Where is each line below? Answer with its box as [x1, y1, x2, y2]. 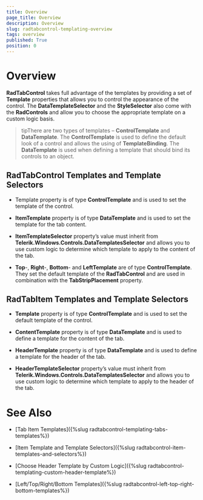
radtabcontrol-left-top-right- [123, 481, 195, 488]
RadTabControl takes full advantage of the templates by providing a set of [6, 89, 192, 96]
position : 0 [6, 43, 36, 49]
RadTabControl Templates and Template [6, 170, 162, 181]
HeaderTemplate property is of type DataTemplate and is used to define [15, 347, 198, 354]
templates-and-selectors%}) [15, 451, 87, 458]
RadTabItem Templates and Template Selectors [6, 294, 189, 305]
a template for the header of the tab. [15, 353, 106, 361]
